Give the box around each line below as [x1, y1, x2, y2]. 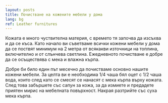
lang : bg [5, 17, 24, 22]
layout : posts [5, 7, 35, 13]
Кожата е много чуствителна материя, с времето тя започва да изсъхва [5, 35, 161, 41]
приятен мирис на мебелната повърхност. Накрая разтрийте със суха [5, 87, 157, 93]
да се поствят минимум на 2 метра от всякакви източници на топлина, [5, 46, 159, 52]
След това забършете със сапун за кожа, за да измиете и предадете [5, 82, 154, 88]
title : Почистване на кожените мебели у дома [5, 12, 102, 17]
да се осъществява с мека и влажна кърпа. [5, 56, 100, 63]
